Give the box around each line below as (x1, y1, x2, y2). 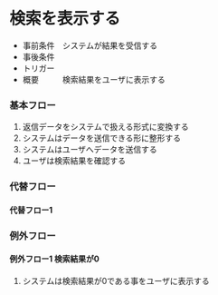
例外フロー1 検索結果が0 (9, 253, 100, 264)
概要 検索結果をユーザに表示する (22, 74, 166, 84)
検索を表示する (9, 8, 121, 29)
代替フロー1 (9, 204, 53, 215)
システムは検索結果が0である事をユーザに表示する (22, 275, 210, 286)
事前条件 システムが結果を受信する (22, 40, 158, 51)
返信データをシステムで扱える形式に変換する (22, 122, 189, 133)
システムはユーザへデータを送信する (22, 144, 158, 155)
